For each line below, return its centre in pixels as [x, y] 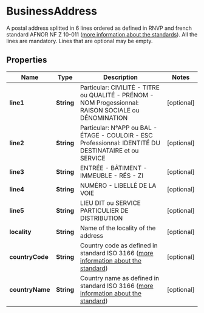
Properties [27, 60]
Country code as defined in [119, 246]
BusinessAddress [52, 11]
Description [120, 77]
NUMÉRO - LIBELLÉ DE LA [118, 185]
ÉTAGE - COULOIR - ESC [116, 135]
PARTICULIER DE [104, 210]
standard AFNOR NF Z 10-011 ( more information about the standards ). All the [102, 34]
